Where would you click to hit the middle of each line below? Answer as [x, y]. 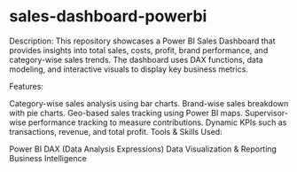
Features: [27, 86]
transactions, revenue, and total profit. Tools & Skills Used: [116, 131]
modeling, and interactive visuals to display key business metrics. [129, 69]
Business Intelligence [48, 158]
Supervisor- [266, 113]
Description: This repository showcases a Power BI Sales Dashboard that [143, 41]
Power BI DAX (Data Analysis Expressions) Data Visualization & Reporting [143, 149]
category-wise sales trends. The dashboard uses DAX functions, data [136, 59]
